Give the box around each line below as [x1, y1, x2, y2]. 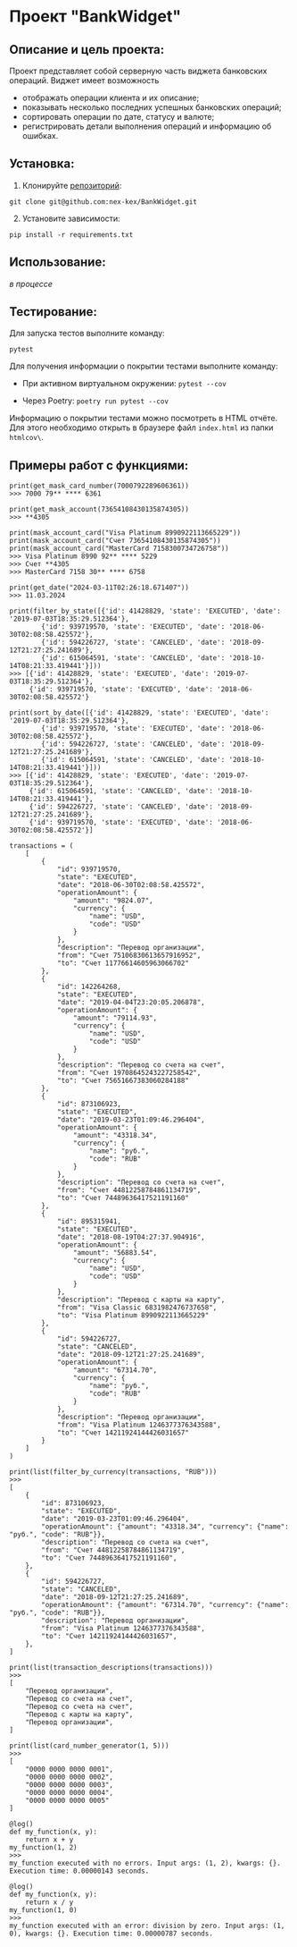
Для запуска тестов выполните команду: [9, 328, 165, 339]
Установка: [9, 157, 75, 172]
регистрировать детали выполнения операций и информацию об [21, 121, 272, 131]
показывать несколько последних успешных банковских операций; [21, 102, 282, 113]
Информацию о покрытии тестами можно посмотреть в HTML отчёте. [9, 413, 278, 424]
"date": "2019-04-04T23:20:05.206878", [56, 998, 205, 1007]
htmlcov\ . [9, 432, 45, 443]
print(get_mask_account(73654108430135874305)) [9, 505, 190, 514]
